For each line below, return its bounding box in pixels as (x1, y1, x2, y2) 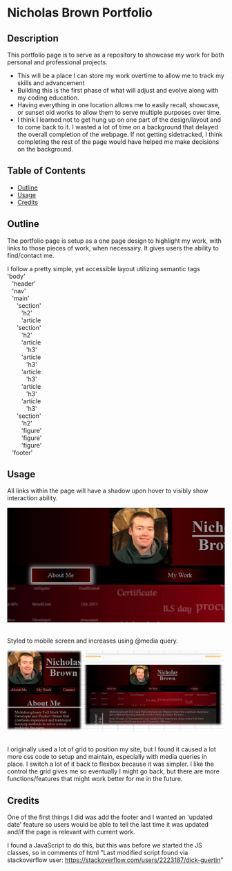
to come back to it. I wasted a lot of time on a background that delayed (17, 123, 219, 131)
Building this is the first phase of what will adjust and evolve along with (17, 86, 219, 94)
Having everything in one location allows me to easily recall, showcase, (17, 101, 220, 109)
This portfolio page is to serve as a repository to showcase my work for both (7, 51, 224, 59)
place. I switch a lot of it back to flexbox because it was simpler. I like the (7, 760, 214, 769)
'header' (11, 279, 36, 288)
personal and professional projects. (7, 58, 108, 66)
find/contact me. (7, 251, 55, 259)
